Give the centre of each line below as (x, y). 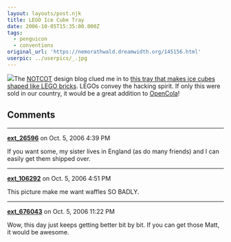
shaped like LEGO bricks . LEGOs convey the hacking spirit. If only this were (114, 86)
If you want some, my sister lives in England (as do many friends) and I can (113, 151)
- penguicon (31, 39)
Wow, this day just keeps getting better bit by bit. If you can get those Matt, (113, 225)
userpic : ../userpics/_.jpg (47, 58)
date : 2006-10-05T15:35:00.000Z (53, 26)
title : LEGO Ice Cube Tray (46, 20)
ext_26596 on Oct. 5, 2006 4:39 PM (59, 137)
